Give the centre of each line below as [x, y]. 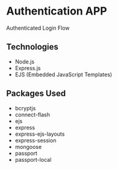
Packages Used [36, 94]
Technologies [33, 47]
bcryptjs [25, 108]
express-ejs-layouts [40, 134]
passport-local [33, 159]
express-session [36, 140]
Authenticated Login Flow [38, 28]
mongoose [28, 147]
